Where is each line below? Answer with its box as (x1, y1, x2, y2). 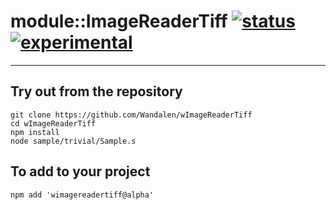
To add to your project (10, 163, 151, 180)
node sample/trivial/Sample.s (10, 136, 137, 146)
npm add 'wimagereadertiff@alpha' (10, 190, 155, 200)
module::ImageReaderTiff (10, 10, 228, 33)
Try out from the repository (10, 83, 183, 100)
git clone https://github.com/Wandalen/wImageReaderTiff (10, 110, 253, 120)
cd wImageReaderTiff (10, 118, 97, 129)
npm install (10, 127, 60, 137)
